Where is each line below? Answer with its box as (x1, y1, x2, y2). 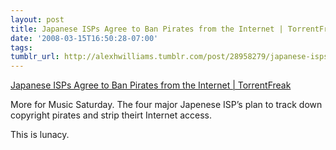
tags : (10, 42, 33, 53)
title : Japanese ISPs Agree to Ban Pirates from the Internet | (10, 24, 284, 34)
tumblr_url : (10, 52, 60, 62)
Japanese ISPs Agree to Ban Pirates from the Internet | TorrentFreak (10, 79, 292, 91)
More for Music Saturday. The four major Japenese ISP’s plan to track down (10, 99, 323, 111)
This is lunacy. (10, 129, 70, 141)
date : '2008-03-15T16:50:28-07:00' (10, 33, 159, 43)
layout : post (10, 14, 65, 25)
